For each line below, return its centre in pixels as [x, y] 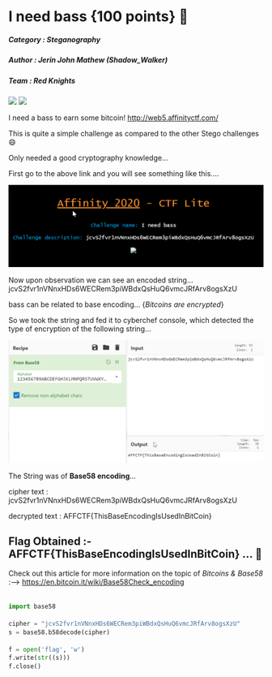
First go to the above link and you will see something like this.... [114, 173]
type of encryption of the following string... [80, 329]
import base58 [32, 607]
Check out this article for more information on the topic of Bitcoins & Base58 [136, 574]
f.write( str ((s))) [39, 658]
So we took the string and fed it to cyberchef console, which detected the [131, 321]
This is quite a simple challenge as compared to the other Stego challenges [134, 133]
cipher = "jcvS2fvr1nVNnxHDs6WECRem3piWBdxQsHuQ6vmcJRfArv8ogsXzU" [125, 623]
